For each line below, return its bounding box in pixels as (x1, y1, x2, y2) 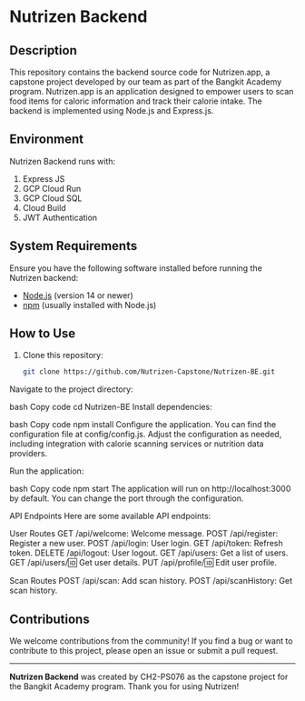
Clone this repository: (22, 350, 103, 361)
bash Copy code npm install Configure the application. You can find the (9, 419, 277, 430)
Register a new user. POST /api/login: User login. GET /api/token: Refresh (9, 538, 283, 549)
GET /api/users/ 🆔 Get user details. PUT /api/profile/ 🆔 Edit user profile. (9, 557, 278, 568)
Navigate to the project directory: (9, 384, 133, 395)
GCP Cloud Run (22, 183, 82, 194)
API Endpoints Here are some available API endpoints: (9, 511, 212, 522)
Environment (9, 132, 84, 147)
